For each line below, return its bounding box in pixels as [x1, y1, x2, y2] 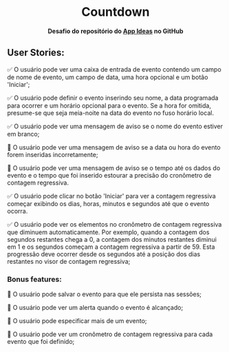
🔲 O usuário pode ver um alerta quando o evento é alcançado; [7, 304, 184, 312]
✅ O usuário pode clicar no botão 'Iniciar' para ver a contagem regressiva [7, 191, 217, 200]
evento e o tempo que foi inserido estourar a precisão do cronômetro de [7, 171, 212, 179]
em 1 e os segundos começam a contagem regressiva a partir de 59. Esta [7, 242, 215, 251]
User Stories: [7, 47, 65, 59]
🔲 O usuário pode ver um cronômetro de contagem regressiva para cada [7, 330, 213, 338]
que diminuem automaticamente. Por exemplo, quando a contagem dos [7, 228, 210, 236]
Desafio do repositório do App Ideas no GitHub [47, 27, 184, 35]
